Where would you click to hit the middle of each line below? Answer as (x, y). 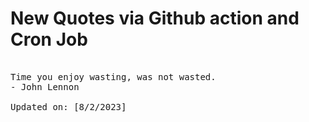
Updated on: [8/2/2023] (68, 106)
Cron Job (49, 39)
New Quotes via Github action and (155, 18)
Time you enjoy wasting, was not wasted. (113, 76)
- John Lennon (45, 86)
